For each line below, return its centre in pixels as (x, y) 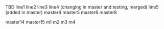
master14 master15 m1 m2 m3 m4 (40, 22)
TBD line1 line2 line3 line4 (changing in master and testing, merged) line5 (82, 7)
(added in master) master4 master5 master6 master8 (61, 12)
